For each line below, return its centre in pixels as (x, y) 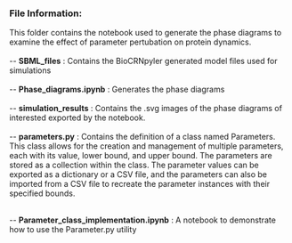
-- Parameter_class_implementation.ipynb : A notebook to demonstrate (142, 220)
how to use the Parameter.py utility (73, 230)
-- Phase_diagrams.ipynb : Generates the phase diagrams (117, 89)
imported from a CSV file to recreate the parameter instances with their (139, 184)
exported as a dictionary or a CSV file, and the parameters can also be (138, 174)
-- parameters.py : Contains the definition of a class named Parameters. (142, 137)
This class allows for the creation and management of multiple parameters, (146, 146)
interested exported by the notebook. (77, 117)
